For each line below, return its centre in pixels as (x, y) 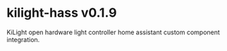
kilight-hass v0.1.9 (62, 13)
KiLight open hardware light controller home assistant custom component (113, 32)
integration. (23, 39)
